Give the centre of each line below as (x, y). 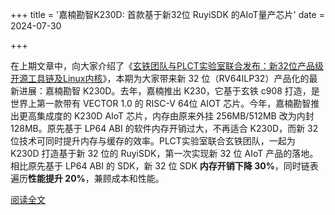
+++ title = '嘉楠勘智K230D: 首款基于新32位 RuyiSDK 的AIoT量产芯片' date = (167, 14)
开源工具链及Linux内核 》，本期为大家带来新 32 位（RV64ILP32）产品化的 (160, 78)
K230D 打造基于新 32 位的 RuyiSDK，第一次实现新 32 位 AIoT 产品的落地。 (164, 153)
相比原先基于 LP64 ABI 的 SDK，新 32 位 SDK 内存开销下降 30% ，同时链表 (164, 166)
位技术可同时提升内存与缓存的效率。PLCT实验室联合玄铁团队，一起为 (153, 141)
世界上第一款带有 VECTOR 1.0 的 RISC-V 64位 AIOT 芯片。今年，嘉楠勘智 (161, 103)
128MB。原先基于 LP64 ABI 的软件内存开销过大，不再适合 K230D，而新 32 (164, 128)
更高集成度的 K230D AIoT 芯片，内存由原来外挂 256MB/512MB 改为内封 (166, 116)
